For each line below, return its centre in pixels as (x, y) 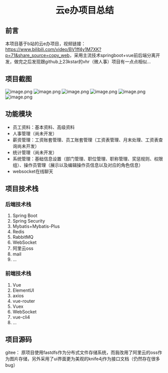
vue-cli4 (21, 317)
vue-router (24, 301)
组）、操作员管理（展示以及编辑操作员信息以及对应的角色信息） (78, 165)
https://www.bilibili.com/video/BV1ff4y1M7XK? (53, 49)
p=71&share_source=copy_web (37, 55)
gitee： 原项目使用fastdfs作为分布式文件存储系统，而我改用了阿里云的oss (81, 353)
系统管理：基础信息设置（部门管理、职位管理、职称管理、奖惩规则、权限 (88, 158)
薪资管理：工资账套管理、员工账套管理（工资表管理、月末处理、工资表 (86, 140)
